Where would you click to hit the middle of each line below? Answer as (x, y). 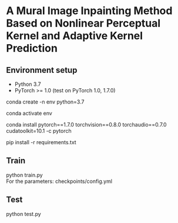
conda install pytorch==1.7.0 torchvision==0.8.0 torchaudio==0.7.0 (86, 124)
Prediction (32, 49)
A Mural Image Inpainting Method (89, 11)
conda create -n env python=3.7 (45, 102)
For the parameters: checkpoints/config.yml (59, 181)
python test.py (23, 214)
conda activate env (29, 113)
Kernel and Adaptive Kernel (74, 36)
